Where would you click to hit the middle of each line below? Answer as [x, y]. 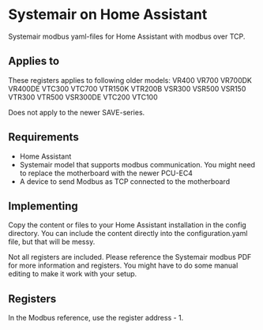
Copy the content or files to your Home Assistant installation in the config [127, 225]
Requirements [43, 137]
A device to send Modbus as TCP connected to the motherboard [125, 181]
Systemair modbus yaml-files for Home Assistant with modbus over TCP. [127, 36]
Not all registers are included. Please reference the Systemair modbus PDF [130, 257]
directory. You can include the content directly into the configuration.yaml [128, 234]
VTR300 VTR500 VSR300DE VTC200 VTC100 [83, 97]
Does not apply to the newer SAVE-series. [77, 112]
